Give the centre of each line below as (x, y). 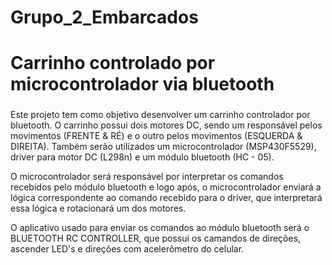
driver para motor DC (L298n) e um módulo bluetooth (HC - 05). (142, 157)
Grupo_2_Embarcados (104, 17)
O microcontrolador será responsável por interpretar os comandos (147, 177)
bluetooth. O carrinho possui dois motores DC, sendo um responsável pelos (166, 125)
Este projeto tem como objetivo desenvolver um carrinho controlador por (160, 115)
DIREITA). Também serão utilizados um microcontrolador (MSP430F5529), (163, 147)
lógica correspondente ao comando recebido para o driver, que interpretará (166, 198)
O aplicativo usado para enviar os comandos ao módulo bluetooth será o (160, 228)
